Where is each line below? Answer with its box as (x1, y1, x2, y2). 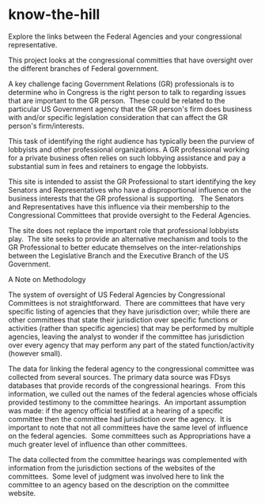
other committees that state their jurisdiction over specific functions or (8, 314, 238, 325)
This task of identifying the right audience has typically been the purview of (8, 136, 255, 145)
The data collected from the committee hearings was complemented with (8, 454, 248, 464)
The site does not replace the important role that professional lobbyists (8, 225, 240, 235)
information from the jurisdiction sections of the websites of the (8, 463, 216, 472)
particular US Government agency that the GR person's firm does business (8, 104, 252, 114)
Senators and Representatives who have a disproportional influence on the (8, 185, 252, 194)
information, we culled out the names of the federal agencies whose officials (8, 389, 258, 398)
